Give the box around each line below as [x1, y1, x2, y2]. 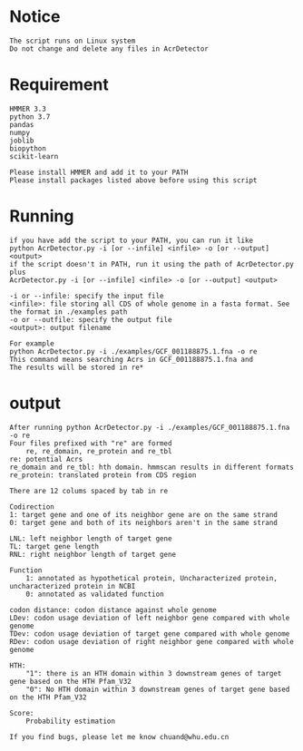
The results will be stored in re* [9, 363, 144, 372]
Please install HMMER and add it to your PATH [9, 168, 189, 177]
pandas [9, 120, 34, 129]
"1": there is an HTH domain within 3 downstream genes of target [25, 668, 282, 678]
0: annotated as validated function [25, 590, 165, 599]
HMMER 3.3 [9, 104, 47, 113]
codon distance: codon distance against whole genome [9, 605, 218, 614]
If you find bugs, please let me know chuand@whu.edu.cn [9, 732, 230, 741]
